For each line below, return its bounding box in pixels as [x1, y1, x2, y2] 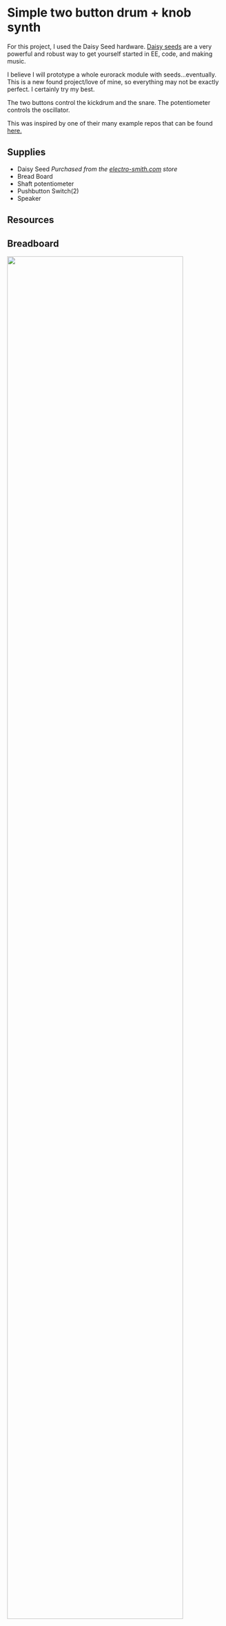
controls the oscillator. [7, 106, 70, 114]
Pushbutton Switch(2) [17, 186, 79, 195]
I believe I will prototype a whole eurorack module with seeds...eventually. [7, 70, 217, 79]
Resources [7, 214, 54, 226]
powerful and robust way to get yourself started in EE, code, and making [7, 50, 213, 58]
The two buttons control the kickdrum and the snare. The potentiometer [7, 98, 211, 106]
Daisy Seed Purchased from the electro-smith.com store [17, 164, 178, 173]
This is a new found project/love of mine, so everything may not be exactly [7, 77, 219, 86]
